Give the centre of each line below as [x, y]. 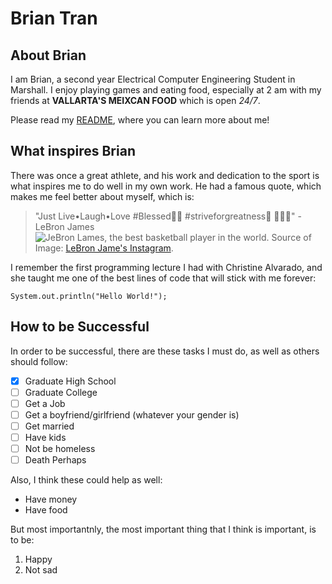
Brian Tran [54, 18]
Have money [51, 499]
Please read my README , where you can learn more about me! [140, 120]
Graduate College [61, 392]
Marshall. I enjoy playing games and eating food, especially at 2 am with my [166, 90]
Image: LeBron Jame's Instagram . [104, 248]
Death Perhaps [55, 460]
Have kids [45, 437]
